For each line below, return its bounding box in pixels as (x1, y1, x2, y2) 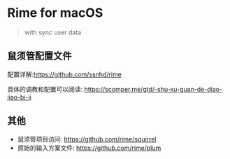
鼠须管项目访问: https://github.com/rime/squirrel (17, 134, 157, 143)
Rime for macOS (7, 5, 103, 21)
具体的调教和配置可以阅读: (7, 85, 83, 93)
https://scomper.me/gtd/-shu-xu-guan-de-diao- (83, 85, 222, 93)
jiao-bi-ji (7, 92, 31, 101)
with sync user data (24, 28, 82, 36)
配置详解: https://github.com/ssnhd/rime (7, 70, 122, 78)
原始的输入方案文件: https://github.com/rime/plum (17, 144, 161, 152)
